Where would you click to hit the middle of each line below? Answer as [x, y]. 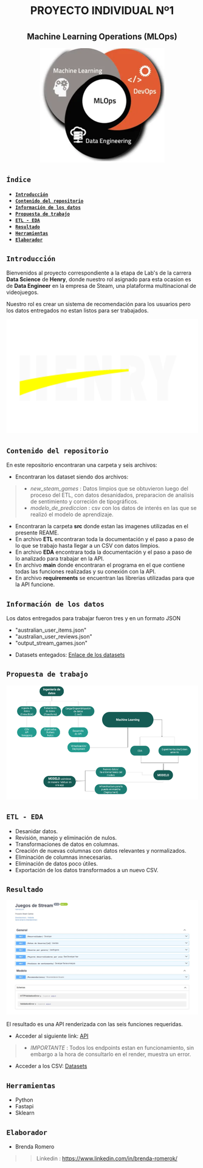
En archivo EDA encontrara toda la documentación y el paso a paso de [104, 552]
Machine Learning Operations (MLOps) [102, 37]
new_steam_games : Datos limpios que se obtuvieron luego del [109, 489]
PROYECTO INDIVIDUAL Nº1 [102, 11]
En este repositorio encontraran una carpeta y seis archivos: [82, 465]
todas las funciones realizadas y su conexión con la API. [85, 572]
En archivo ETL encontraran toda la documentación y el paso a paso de [105, 539]
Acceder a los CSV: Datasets [51, 1066]
